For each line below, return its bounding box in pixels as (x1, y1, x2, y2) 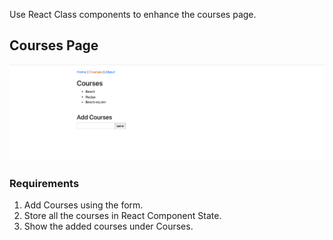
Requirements (9, 176, 80, 190)
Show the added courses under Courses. (23, 220, 194, 233)
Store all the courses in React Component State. (23, 210, 222, 222)
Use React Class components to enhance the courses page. (9, 9, 257, 20)
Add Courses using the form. (23, 199, 144, 211)
